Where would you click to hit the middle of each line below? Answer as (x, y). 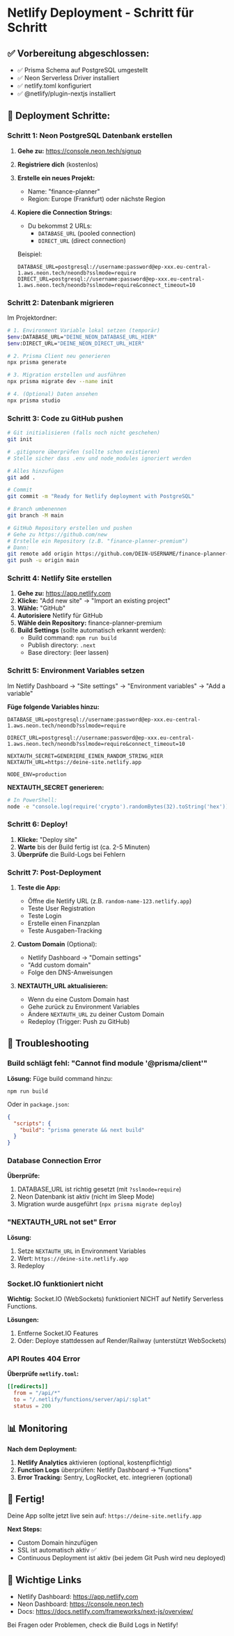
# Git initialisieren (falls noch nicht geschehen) (84, 433)
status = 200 (32, 1406)
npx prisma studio (34, 400)
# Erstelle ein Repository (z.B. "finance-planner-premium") (98, 541)
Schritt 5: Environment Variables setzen (76, 671)
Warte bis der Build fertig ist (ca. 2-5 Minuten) (84, 847)
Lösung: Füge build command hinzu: (60, 1078)
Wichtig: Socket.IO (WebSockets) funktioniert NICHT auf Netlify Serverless (116, 1299)
